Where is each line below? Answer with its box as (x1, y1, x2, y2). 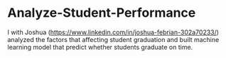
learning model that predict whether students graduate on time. (7, 43, 193, 51)
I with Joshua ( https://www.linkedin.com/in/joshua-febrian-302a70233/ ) (7, 28, 219, 36)
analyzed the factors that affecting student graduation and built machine (7, 35, 220, 43)
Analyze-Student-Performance (7, 5, 196, 21)
